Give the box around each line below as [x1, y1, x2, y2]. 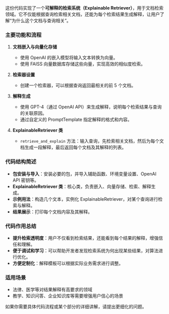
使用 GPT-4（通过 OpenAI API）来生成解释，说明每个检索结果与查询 [20, 104, 162, 110]
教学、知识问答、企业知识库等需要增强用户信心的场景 [12, 293, 124, 299]
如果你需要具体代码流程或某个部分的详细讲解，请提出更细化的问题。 [5, 303, 147, 310]
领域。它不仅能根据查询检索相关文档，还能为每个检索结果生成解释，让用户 [5, 11, 160, 17]
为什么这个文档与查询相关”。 [12, 18, 72, 23]
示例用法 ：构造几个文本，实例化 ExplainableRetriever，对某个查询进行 [12, 196, 158, 202]
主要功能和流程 [5, 31, 42, 38]
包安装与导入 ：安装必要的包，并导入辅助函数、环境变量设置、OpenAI [12, 170, 156, 176]
